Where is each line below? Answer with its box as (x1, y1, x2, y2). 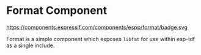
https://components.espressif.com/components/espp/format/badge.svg (6, 24, 188, 31)
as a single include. (6, 42, 55, 49)
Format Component (6, 4, 108, 18)
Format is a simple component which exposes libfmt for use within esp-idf (6, 35, 196, 42)
